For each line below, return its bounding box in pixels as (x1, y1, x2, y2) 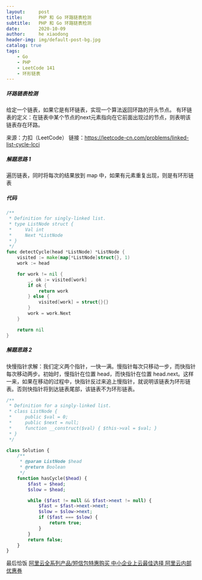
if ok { (28, 282, 47, 288)
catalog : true (6, 43, 42, 49)
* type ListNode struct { (8, 221, 74, 227)
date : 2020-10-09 (6, 25, 66, 32)
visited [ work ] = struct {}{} (38, 299, 109, 305)
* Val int (8, 227, 44, 233)
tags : (6, 48, 20, 54)
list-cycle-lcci (6, 141, 40, 148)
